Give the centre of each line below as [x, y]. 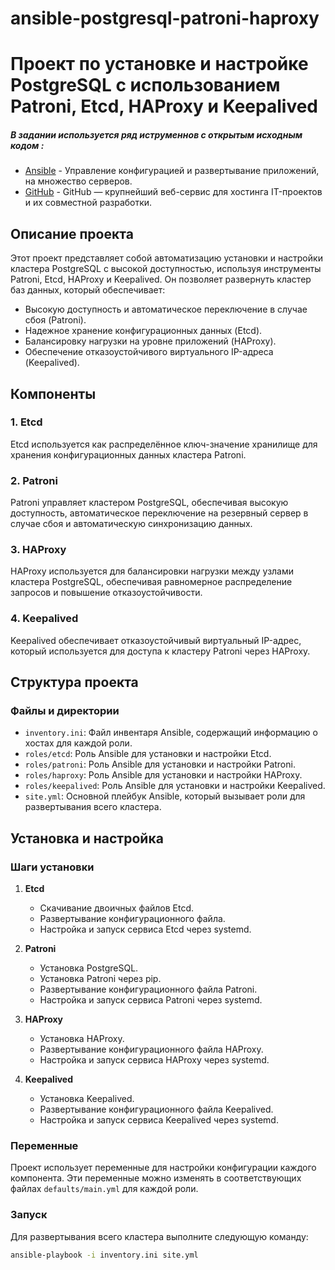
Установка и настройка [87, 838]
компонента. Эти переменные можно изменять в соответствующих [156, 1178]
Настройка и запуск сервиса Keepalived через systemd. [159, 1120]
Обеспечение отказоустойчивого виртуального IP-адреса [149, 352]
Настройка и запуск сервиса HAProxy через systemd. [154, 1060]
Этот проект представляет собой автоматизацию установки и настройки [166, 258]
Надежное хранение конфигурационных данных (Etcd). [143, 331]
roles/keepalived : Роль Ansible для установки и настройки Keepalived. [175, 786]
